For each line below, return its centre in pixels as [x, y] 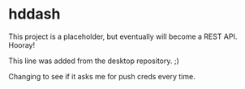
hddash [34, 14]
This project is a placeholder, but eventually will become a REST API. [123, 36]
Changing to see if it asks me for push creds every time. [102, 76]
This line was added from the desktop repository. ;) [94, 61]
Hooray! [22, 44]
